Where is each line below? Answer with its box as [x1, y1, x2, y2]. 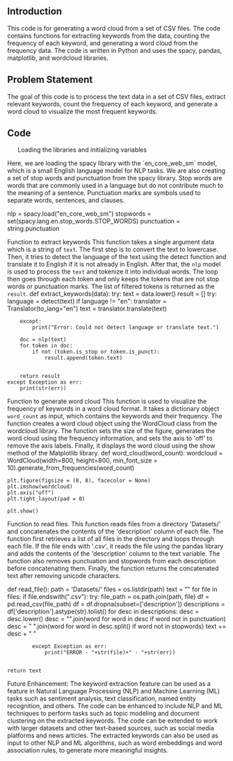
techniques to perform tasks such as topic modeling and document [7, 709, 200, 718]
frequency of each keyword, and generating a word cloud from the [7, 38, 198, 47]
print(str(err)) [19, 385, 67, 392]
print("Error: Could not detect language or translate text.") [32, 324, 219, 331]
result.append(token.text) [44, 354, 123, 361]
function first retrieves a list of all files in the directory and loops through [7, 535, 214, 543]
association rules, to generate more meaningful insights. [7, 746, 168, 755]
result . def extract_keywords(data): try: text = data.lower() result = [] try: [7, 290, 217, 298]
